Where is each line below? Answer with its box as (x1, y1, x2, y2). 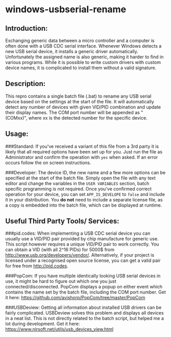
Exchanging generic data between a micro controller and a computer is (5, 37, 155, 43)
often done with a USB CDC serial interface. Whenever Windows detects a (5, 43, 162, 49)
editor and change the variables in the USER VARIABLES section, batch (5, 180, 150, 186)
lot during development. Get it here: (5, 321, 80, 327)
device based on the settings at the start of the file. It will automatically (5, 98, 154, 104)
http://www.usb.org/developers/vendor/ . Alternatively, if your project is (5, 252, 155, 258)
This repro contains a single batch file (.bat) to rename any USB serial (5, 93, 152, 99)
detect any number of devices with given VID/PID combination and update (5, 104, 161, 110)
